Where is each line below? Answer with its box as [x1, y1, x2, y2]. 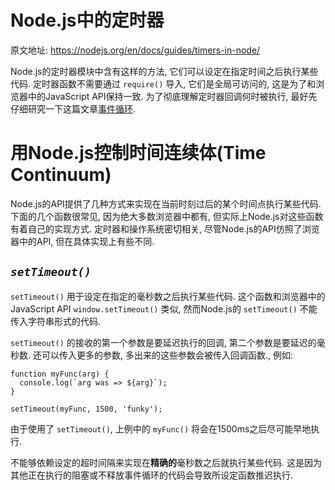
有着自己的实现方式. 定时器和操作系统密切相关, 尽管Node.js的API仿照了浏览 [10, 222, 320, 235]
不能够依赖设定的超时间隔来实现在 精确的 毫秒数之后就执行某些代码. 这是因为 [10, 456, 322, 468]
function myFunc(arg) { [10, 369, 110, 379]
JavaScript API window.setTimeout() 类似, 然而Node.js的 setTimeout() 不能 [10, 302, 318, 315]
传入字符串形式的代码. [10, 315, 102, 327]
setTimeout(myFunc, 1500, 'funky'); [10, 404, 163, 414]
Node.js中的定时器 [10, 9, 165, 32]
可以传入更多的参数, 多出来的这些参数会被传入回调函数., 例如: [41, 349, 293, 361]
